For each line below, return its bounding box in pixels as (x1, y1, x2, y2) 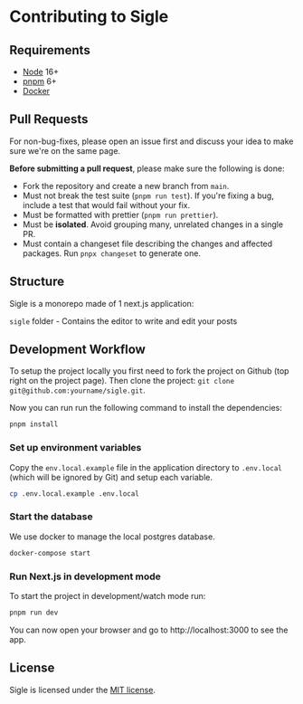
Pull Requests (9, 111, 89, 128)
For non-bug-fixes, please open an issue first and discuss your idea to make (9, 136, 294, 147)
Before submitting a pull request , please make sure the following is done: (9, 163, 285, 174)
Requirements (9, 43, 90, 58)
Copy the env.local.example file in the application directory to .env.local (9, 461, 282, 472)
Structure (9, 274, 65, 290)
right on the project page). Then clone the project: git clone (9, 376, 235, 386)
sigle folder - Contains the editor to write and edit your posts (9, 315, 238, 327)
